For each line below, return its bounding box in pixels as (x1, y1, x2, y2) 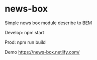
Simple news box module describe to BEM (5, 20, 92, 26)
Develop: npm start (5, 29, 45, 35)
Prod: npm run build (5, 39, 46, 45)
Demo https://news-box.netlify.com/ (5, 49, 80, 55)
